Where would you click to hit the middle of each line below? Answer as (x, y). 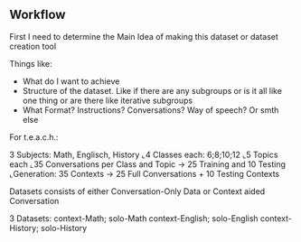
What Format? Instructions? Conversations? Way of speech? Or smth (150, 110)
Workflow (38, 15)
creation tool (33, 46)
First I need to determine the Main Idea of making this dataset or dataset (144, 36)
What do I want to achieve (71, 81)
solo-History (64, 228)
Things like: (31, 63)
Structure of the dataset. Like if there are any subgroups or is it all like (152, 90)
